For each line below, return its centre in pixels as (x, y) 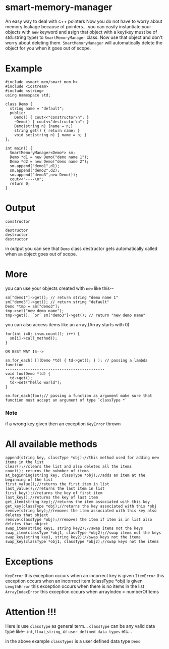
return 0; (20, 183)
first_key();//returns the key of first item (54, 493)
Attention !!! (31, 612)
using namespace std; (28, 95)
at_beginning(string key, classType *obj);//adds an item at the (75, 475)
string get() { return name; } (47, 130)
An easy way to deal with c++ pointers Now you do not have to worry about (84, 21)
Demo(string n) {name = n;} (44, 126)
